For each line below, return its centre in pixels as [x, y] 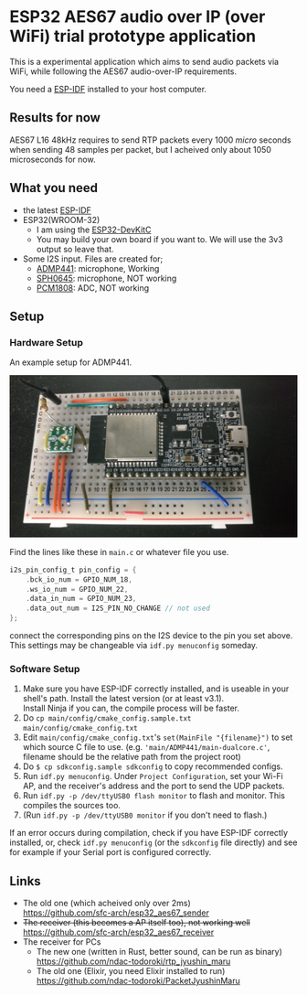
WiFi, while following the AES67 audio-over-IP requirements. [123, 71]
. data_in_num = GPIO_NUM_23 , [81, 599]
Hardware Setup [47, 342]
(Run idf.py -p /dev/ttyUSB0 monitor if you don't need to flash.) [145, 815]
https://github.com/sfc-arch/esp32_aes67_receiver [118, 932]
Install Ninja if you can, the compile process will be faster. [131, 708]
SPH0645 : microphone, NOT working [106, 278]
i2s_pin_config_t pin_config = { [73, 570]
